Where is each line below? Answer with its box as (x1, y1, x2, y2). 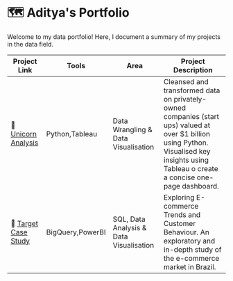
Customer (163, 218, 196, 228)
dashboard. (182, 181, 220, 191)
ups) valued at (163, 120, 210, 130)
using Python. (163, 138, 209, 147)
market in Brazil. (163, 262, 216, 271)
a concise (163, 172, 196, 182)
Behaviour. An (163, 227, 209, 236)
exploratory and (163, 236, 216, 246)
